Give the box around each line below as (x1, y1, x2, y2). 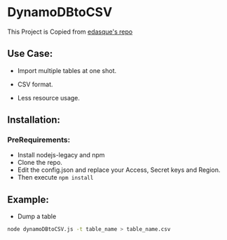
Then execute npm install (17, 173, 94, 182)
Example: (7, 194, 49, 206)
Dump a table (17, 212, 57, 221)
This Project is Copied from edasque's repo (7, 27, 133, 36)
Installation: (7, 114, 61, 126)
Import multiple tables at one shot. (17, 66, 117, 74)
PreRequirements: (7, 135, 71, 145)
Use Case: (7, 48, 53, 60)
